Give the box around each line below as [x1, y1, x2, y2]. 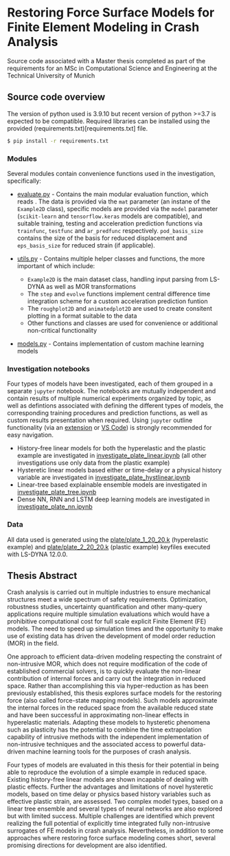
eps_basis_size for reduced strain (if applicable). [16, 241, 156, 249]
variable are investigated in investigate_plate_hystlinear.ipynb [16, 473, 191, 482]
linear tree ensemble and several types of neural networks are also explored [7, 804, 223, 813]
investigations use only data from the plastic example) [16, 459, 170, 467]
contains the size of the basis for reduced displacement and [16, 234, 187, 242]
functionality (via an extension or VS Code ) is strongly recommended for [7, 424, 212, 432]
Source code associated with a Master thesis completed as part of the [7, 56, 206, 65]
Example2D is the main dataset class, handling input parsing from [27, 275, 209, 283]
